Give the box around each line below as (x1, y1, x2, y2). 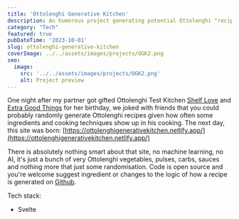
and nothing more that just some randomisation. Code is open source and (7, 163, 223, 171)
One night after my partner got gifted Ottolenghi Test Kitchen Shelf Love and (7, 96, 231, 105)
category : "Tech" (7, 23, 59, 31)
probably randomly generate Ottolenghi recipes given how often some (7, 111, 213, 119)
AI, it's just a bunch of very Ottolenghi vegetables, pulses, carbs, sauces (7, 155, 220, 164)
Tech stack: (7, 191, 41, 200)
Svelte (17, 205, 37, 214)
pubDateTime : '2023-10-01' (7, 37, 87, 44)
